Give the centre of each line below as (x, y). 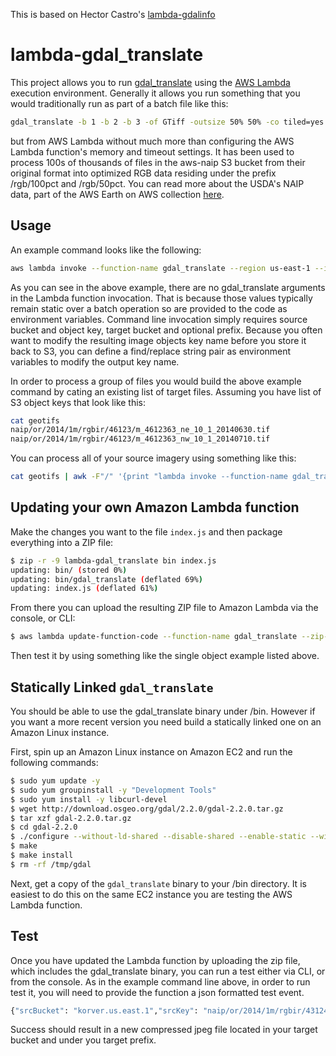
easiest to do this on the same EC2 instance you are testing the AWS (151, 894)
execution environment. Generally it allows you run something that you (155, 93)
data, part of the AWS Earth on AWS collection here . (117, 194)
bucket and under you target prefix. (83, 1040)
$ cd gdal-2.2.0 (44, 827)
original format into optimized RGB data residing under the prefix (143, 173)
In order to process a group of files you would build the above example (156, 381)
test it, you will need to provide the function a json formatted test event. (157, 992)
